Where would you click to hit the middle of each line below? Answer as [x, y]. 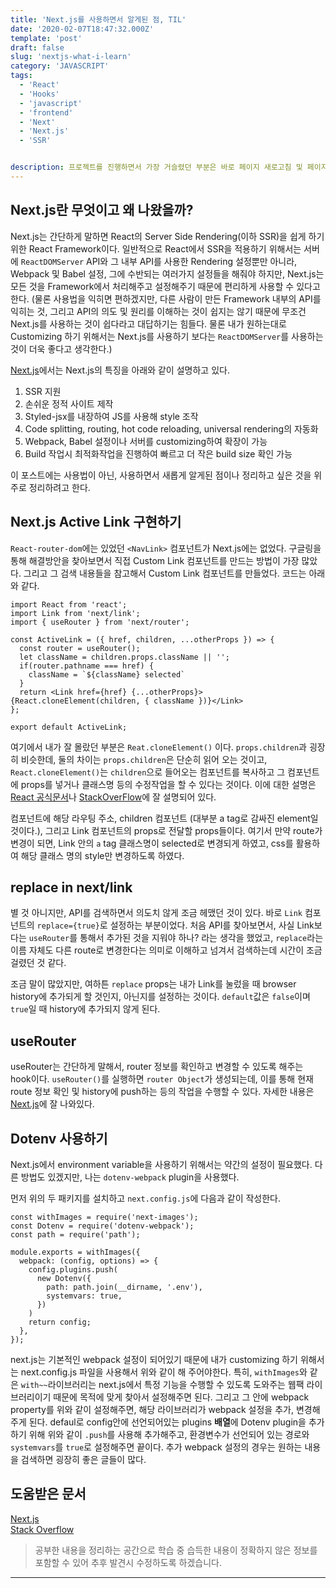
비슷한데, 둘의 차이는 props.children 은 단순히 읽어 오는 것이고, [144, 759]
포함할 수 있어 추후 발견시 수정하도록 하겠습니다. [128, 1562]
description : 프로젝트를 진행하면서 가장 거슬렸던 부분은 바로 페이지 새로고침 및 [156, 167]
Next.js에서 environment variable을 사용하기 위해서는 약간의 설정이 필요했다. [161, 1164]
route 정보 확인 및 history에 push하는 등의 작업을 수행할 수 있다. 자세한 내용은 [162, 1092]
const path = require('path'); [75, 1234]
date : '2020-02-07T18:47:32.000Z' [82, 29]
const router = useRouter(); [80, 648]
